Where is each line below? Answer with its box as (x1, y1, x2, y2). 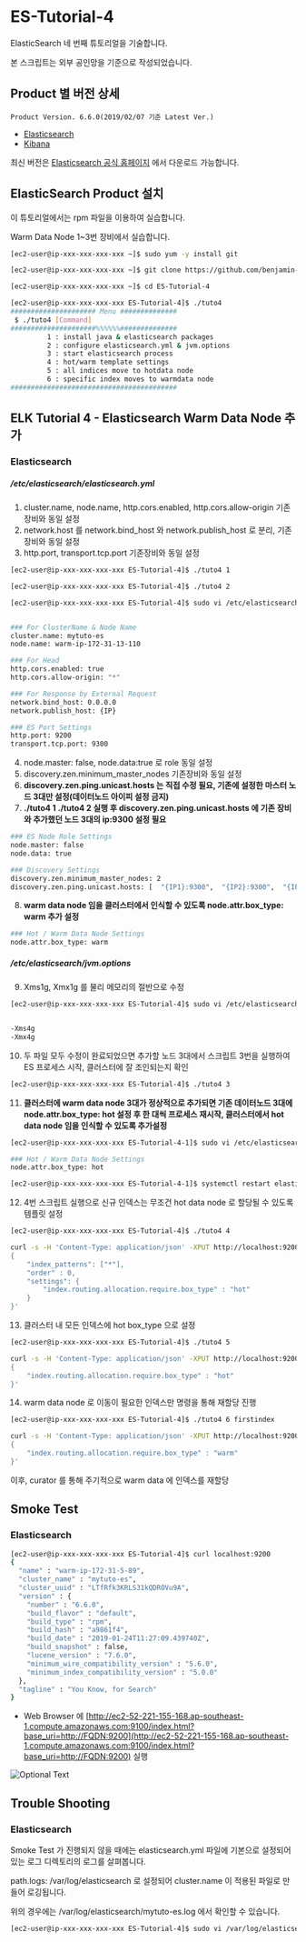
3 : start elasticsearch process (46, 349, 173, 358)
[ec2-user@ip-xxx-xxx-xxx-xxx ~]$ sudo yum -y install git (10, 249, 239, 258)
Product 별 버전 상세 (10, 86, 121, 102)
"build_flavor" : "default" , (26, 1608, 137, 1617)
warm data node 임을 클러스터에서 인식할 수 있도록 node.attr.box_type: (23, 900, 284, 911)
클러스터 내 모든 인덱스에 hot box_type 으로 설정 (23, 1320, 196, 1331)
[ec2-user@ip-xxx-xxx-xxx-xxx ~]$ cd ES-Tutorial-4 (10, 282, 210, 292)
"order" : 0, (26, 1268, 76, 1277)
